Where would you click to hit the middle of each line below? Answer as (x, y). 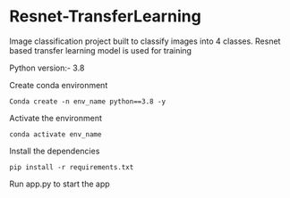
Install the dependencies (55, 151)
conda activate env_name (55, 134)
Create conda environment (59, 85)
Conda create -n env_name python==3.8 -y (88, 101)
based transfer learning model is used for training (101, 50)
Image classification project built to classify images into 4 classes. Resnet (145, 41)
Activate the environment (56, 118)
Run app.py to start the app (60, 184)
